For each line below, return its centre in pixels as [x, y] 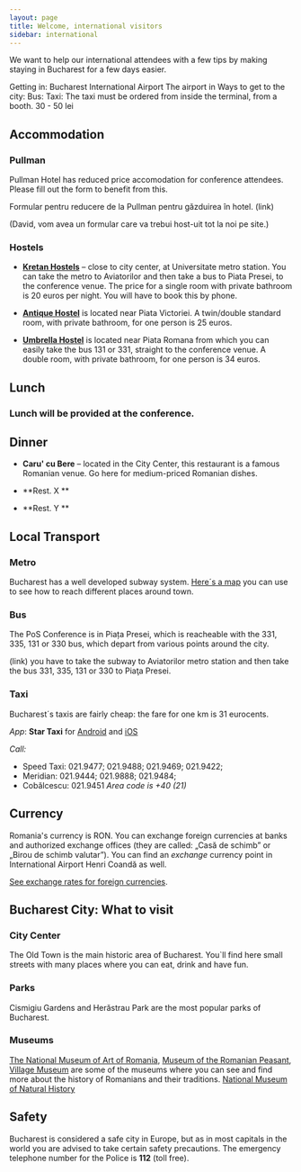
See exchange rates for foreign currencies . [89, 881]
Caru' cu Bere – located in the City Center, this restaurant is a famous [151, 464]
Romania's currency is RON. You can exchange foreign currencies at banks [148, 835]
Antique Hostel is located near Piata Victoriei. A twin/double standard [151, 313]
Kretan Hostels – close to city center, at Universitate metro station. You [154, 267]
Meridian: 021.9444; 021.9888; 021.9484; [99, 776]
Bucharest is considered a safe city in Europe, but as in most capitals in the [148, 1139]
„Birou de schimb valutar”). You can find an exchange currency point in [141, 854]
